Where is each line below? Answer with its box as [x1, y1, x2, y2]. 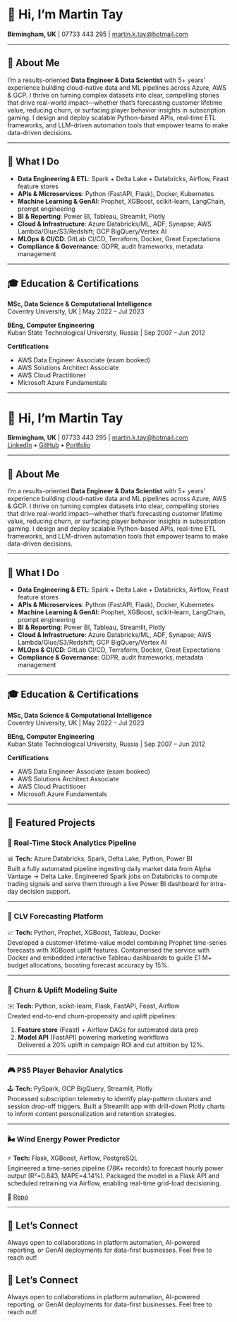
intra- [210, 880, 227, 888]
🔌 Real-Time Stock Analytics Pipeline [7, 838, 137, 848]
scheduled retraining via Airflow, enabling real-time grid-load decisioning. [7, 1178, 221, 1188]
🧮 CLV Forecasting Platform [7, 912, 104, 921]
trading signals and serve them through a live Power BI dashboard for [7, 880, 209, 888]
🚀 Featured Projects [7, 817, 96, 829]
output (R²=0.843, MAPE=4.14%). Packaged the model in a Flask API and [7, 1171, 220, 1180]
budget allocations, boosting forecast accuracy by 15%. [7, 960, 169, 969]
